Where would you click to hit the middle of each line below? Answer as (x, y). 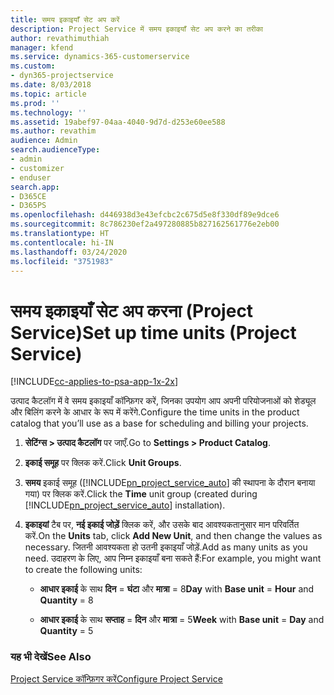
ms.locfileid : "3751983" (62, 261)
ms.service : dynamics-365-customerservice (100, 57)
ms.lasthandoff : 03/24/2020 (69, 252)
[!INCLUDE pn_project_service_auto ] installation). (125, 505)
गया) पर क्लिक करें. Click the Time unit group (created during (141, 494)
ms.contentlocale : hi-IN (62, 242)
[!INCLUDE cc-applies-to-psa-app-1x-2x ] (94, 382)
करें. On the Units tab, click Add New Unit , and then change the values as (173, 536)
